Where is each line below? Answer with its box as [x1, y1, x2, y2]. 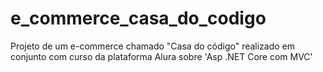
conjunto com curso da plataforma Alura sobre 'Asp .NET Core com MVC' [10, 50, 313, 62]
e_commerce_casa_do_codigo [10, 7, 267, 30]
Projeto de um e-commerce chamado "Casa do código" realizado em [10, 40, 296, 52]
